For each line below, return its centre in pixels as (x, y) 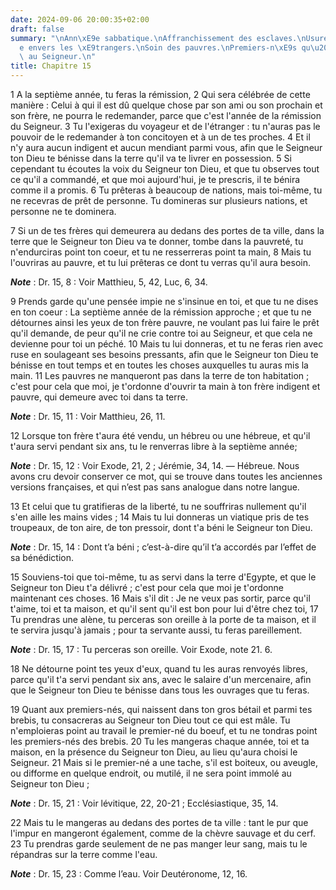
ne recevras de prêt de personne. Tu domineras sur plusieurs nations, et (159, 200)
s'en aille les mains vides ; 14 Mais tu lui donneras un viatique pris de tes (160, 517)
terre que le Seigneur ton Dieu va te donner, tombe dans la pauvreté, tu (157, 241)
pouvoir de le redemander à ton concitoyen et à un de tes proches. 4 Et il (160, 137)
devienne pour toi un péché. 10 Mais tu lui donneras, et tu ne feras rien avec (167, 344)
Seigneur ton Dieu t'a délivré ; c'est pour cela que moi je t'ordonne (147, 587)
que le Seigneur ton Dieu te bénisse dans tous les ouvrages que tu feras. (160, 690)
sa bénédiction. (42, 557)
